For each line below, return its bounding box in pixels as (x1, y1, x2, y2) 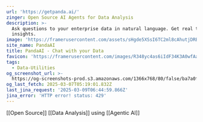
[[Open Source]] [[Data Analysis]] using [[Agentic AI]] (6, 109, 140, 116)
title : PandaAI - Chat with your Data (6, 48, 104, 54)
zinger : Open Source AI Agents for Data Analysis (6, 14, 134, 20)
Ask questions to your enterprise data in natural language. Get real (11, 25, 193, 32)
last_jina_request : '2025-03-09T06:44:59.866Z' (6, 87, 129, 93)
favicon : (6, 53, 28, 59)
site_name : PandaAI (6, 43, 56, 49)
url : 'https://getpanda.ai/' (6, 8, 80, 15)
